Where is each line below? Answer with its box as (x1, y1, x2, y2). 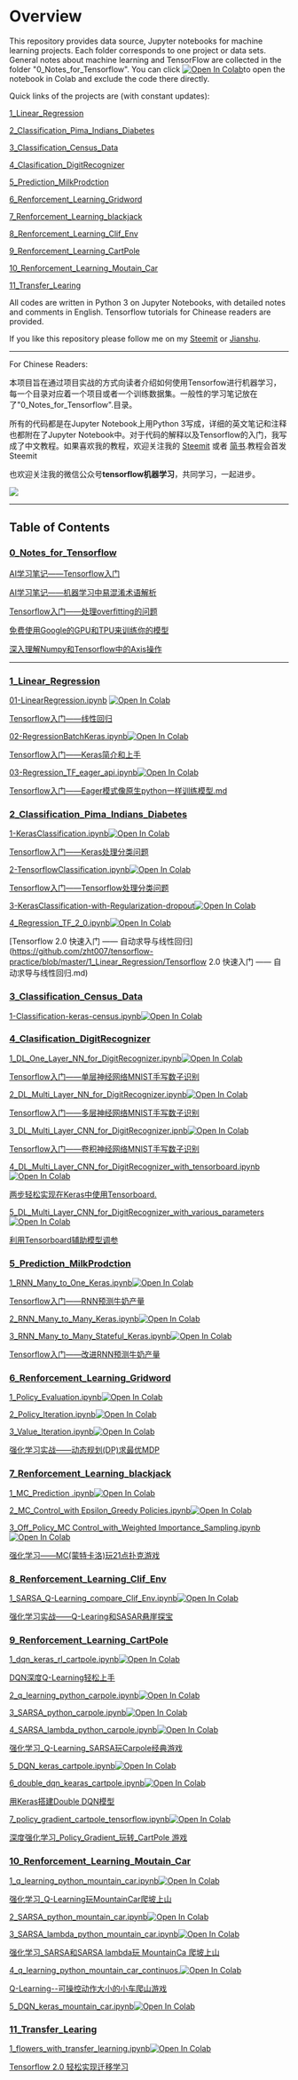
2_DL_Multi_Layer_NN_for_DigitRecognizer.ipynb (9, 1088, 188, 1099)
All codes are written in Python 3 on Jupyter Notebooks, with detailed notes (9, 297, 286, 307)
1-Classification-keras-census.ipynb (9, 1010, 142, 1021)
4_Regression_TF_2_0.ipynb (9, 918, 111, 928)
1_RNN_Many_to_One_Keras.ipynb (9, 1278, 133, 1288)
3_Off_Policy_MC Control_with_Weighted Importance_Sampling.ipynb (9, 1522, 261, 1533)
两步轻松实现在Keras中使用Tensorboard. (9, 1189, 157, 1199)
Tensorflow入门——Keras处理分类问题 (9, 847, 149, 857)
